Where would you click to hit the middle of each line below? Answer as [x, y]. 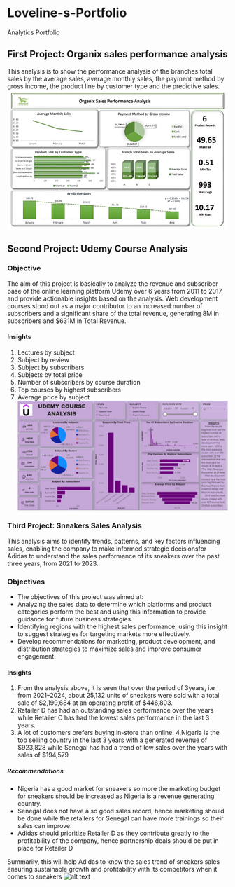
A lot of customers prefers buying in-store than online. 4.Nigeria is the [118, 733]
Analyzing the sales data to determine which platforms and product [114, 605]
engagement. [36, 656]
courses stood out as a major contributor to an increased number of [105, 305]
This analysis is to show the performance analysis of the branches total [110, 71]
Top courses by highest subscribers [69, 390]
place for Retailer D [45, 848]
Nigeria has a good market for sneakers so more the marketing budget [119, 789]
